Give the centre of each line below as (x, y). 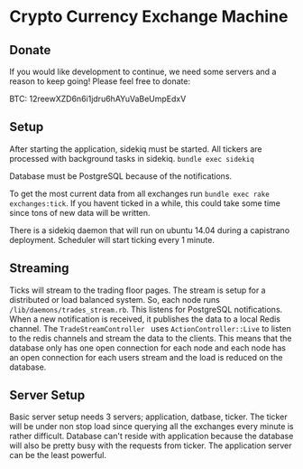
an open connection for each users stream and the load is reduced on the (146, 357)
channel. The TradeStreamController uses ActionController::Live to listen (150, 328)
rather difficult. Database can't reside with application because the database (151, 436)
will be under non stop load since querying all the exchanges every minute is (152, 427)
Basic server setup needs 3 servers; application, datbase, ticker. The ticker (148, 417)
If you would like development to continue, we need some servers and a (143, 71)
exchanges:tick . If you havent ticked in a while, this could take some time (145, 203)
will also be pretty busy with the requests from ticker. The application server (151, 446)
